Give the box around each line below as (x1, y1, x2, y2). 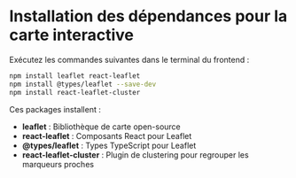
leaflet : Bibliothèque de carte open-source (21, 121, 182, 132)
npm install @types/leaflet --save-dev (9, 80, 157, 89)
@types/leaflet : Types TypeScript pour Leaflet (21, 140, 197, 151)
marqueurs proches (21, 159, 95, 169)
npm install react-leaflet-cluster (9, 88, 141, 97)
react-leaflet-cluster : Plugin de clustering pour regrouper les (21, 149, 250, 160)
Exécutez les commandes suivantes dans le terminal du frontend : (9, 54, 250, 65)
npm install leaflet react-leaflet (9, 71, 141, 81)
